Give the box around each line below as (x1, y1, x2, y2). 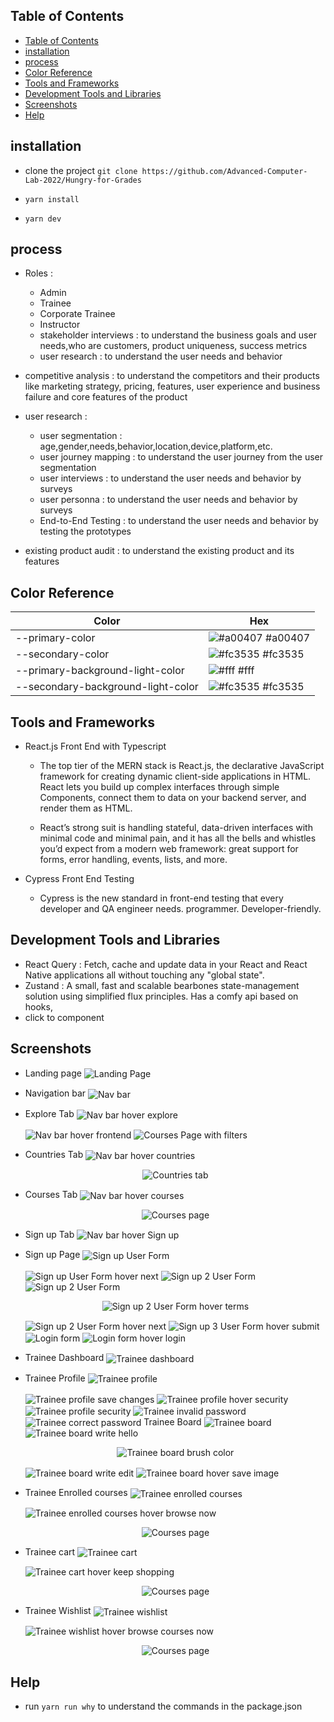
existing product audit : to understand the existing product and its (24, 545, 295, 557)
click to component (24, 1011, 105, 1023)
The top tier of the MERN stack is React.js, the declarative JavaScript (39, 760, 325, 772)
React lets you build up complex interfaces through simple (39, 781, 280, 793)
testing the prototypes (39, 525, 132, 538)
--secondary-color (15, 647, 110, 661)
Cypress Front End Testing (24, 873, 135, 885)
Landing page (24, 1067, 82, 1079)
